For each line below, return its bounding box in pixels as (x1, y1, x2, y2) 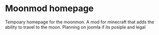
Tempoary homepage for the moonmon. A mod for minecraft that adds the (5, 19, 155, 25)
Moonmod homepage (5, 3, 94, 14)
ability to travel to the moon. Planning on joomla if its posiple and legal (5, 24, 146, 30)
